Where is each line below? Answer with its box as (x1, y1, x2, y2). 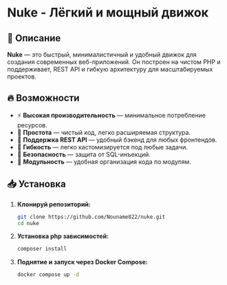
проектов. (7, 72, 36, 81)
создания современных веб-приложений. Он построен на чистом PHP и (7, 58, 221, 66)
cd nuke (17, 220, 39, 226)
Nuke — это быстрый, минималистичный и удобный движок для (7, 50, 197, 59)
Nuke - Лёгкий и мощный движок (7, 5, 208, 21)
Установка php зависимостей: (17, 232, 109, 240)
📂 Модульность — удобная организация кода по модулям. (17, 157, 191, 166)
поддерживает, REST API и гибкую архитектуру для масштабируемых (7, 65, 213, 73)
